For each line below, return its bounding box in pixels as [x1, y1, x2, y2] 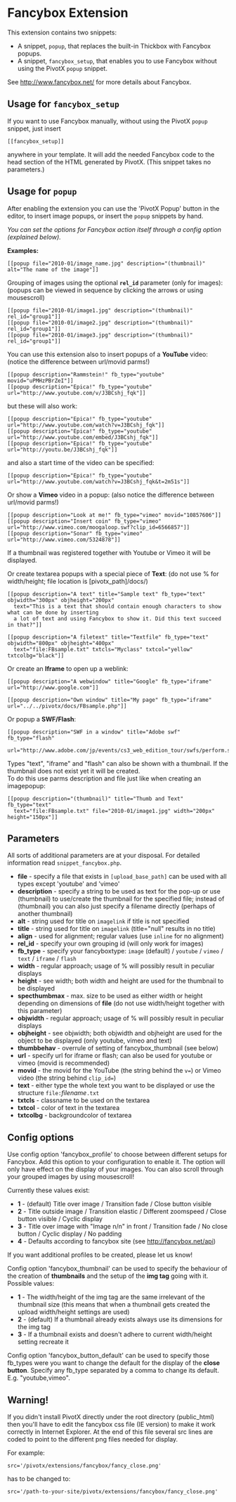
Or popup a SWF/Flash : [7, 714, 77, 723]
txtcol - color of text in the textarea [17, 1104, 120, 1112]
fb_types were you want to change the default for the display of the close [7, 1359, 220, 1367]
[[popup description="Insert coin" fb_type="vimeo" [7, 518, 162, 525]
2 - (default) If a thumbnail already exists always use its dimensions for [17, 1315, 223, 1324]
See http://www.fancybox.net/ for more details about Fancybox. [7, 77, 192, 86]
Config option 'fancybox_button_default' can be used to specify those [7, 1351, 210, 1360]
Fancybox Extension [7, 5, 129, 21]
